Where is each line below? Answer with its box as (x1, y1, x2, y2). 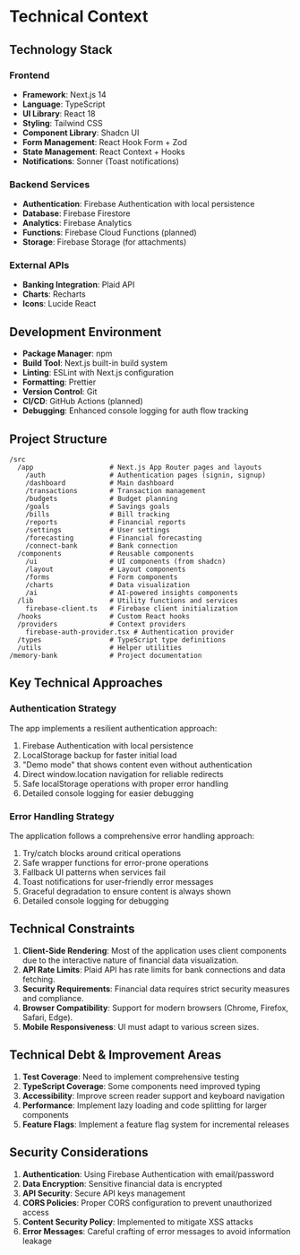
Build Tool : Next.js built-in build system (21, 358, 168, 368)
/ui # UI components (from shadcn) (25, 558, 227, 567)
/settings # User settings (25, 526, 170, 535)
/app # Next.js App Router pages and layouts (17, 463, 262, 472)
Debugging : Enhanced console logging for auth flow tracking (21, 405, 249, 416)
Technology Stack (9, 42, 113, 57)
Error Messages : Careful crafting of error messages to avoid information (21, 1225, 291, 1236)
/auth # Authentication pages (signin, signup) (25, 471, 267, 480)
